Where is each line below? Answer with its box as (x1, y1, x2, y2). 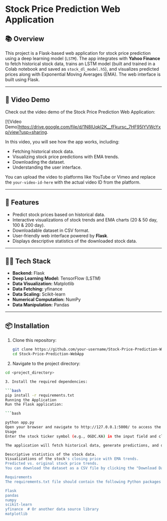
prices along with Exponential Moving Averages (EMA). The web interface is (5, 71, 161, 77)
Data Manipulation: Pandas (12, 302, 70, 308)
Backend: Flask (12, 270, 45, 276)
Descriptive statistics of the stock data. (5, 452, 97, 457)
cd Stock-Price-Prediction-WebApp (12, 352, 84, 357)
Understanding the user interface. (12, 164, 82, 170)
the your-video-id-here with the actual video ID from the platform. (5, 179, 141, 185)
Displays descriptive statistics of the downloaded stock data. (12, 238, 137, 244)
